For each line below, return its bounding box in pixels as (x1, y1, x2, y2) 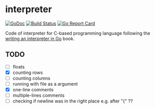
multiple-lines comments (12, 92, 65, 98)
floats (12, 63, 25, 69)
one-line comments (12, 87, 54, 92)
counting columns (12, 75, 51, 81)
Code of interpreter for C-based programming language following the (5, 30, 150, 36)
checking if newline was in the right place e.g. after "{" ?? (12, 98, 133, 104)
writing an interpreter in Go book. (5, 35, 75, 42)
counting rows (12, 69, 43, 76)
